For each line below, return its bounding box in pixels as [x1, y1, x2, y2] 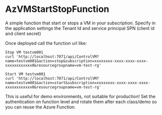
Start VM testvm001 [5, 71, 46, 77]
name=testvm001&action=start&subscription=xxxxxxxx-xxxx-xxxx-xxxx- [5, 80, 151, 85]
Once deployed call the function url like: [5, 40, 87, 46]
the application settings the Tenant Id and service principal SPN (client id [5, 25, 155, 31]
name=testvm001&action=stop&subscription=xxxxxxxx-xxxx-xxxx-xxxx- [5, 58, 149, 63]
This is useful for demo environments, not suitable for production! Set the [5, 93, 156, 99]
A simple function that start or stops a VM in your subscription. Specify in [5, 20, 156, 26]
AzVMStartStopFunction [5, 3, 110, 15]
